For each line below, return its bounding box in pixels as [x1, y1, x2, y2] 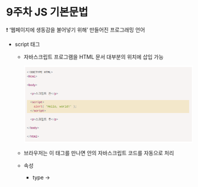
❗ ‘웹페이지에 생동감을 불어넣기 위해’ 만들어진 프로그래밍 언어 [6, 26, 145, 33]
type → [32, 174, 50, 181]
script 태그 [14, 40, 40, 47]
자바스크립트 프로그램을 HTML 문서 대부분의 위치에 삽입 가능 [23, 53, 164, 60]
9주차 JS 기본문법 [6, 5, 88, 19]
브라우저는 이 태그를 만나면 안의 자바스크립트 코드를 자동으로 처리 [23, 150, 174, 157]
